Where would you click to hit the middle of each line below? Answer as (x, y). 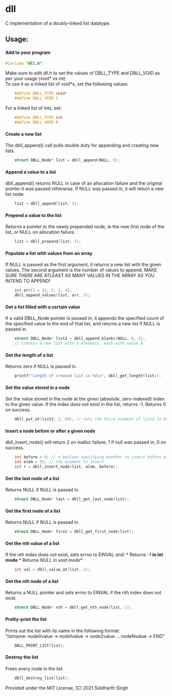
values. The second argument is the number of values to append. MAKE (81, 270)
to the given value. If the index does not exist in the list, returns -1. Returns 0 (86, 405)
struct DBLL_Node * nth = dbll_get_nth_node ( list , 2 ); (73, 608)
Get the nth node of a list (32, 581)
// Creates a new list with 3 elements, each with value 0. (80, 343)
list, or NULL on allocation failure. (40, 232)
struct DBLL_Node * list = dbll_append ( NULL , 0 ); (67, 160)
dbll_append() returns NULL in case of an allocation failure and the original (84, 184)
